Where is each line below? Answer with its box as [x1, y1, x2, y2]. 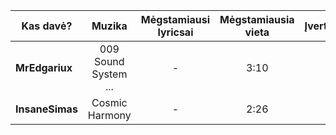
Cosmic [91, 96, 128, 109]
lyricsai [157, 25, 194, 39]
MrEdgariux [15, 61, 73, 74]
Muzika [91, 19, 128, 33]
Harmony [87, 109, 132, 122]
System [91, 67, 128, 81]
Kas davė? [21, 19, 73, 33]
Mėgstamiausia [219, 13, 295, 26]
